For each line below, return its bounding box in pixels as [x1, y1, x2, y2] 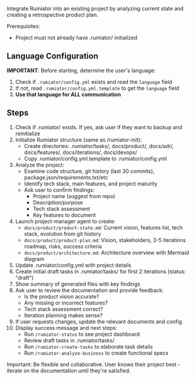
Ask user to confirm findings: [24, 186, 95, 194]
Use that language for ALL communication [15, 91, 121, 98]
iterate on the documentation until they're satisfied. [6, 367, 131, 374]
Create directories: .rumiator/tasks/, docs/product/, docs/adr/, [24, 142, 174, 149]
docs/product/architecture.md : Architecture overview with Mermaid [24, 249, 189, 256]
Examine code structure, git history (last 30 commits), [24, 168, 155, 175]
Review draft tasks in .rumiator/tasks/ [24, 336, 115, 344]
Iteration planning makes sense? [24, 312, 103, 319]
